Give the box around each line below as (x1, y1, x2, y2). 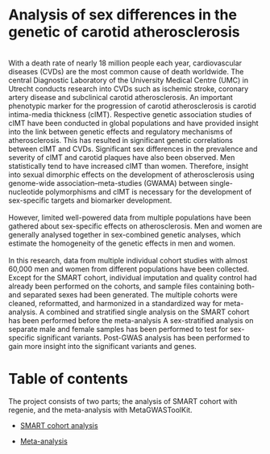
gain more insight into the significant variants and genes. (8, 341, 197, 351)
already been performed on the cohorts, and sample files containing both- (8, 281, 255, 291)
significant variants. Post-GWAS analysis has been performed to (36, 333, 250, 343)
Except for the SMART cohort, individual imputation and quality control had (8, 272, 257, 282)
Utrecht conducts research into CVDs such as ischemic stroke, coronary (8, 83, 249, 94)
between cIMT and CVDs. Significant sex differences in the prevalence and (8, 144, 258, 153)
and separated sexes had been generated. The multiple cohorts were (8, 289, 238, 300)
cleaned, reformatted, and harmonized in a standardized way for (8, 298, 222, 308)
